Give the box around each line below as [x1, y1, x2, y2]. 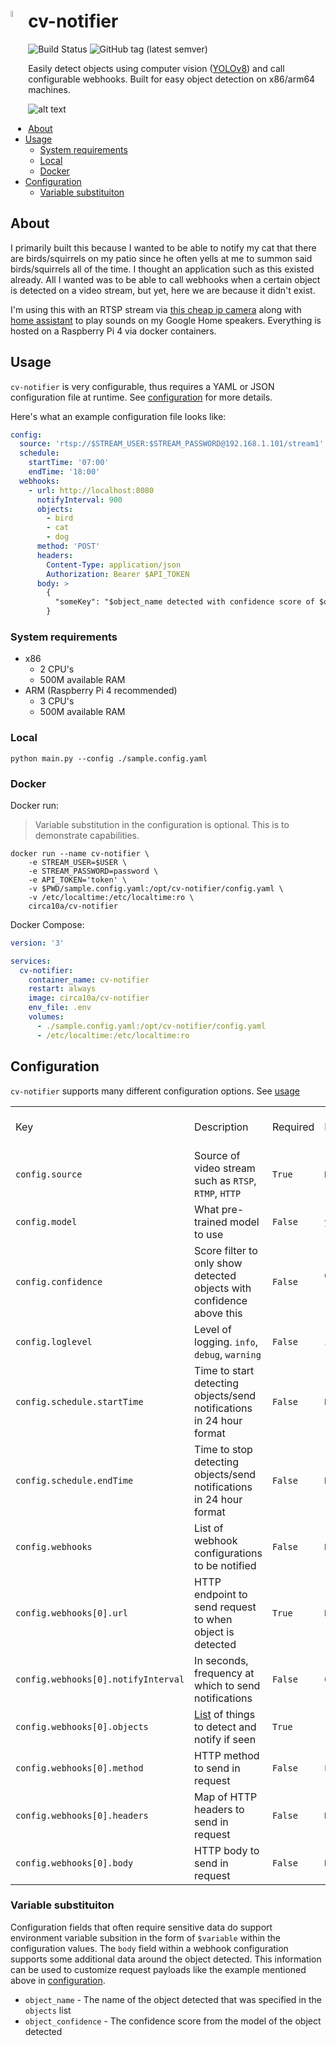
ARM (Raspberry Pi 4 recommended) [24, 685, 178, 697]
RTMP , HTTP [194, 1186, 242, 1200]
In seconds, [194, 1653, 249, 1667]
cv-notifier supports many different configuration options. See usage [10, 1085, 300, 1097]
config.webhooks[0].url [15, 1607, 129, 1619]
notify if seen [194, 1732, 257, 1746]
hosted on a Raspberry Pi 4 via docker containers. [10, 325, 217, 337]
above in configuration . [10, 1974, 106, 1986]
